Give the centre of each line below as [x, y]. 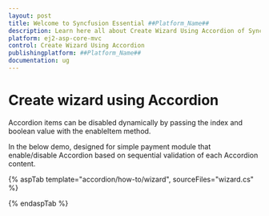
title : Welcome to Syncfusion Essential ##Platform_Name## [109, 23]
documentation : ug [39, 61]
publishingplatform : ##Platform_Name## [75, 53]
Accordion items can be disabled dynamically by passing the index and [125, 122]
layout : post [30, 16]
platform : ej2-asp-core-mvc [55, 38]
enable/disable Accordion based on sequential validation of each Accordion [133, 155]
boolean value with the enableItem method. [80, 131]
